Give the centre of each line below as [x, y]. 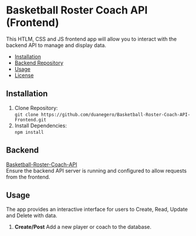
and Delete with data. [32, 215]
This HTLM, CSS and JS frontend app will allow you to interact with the [92, 39]
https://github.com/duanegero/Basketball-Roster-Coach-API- [116, 114]
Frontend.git [30, 120]
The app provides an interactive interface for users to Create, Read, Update [97, 210]
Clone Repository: [36, 108]
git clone [27, 114]
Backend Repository [39, 63]
